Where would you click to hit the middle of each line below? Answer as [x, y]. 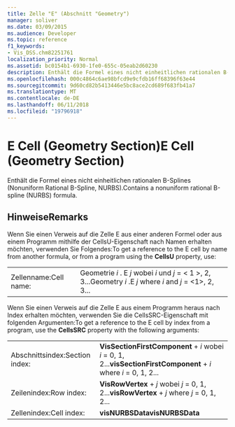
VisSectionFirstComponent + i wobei [162, 346]
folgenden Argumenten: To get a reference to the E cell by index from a [109, 322]
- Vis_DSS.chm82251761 [40, 53]
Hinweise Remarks [48, 217]
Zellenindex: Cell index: [48, 412]
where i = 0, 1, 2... [129, 372]
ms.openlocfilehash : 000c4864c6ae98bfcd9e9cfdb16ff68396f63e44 [101, 79]
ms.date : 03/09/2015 [37, 27]
